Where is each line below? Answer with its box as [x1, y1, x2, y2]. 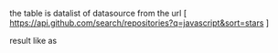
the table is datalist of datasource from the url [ [9, 8, 187, 18]
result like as [9, 36, 58, 46]
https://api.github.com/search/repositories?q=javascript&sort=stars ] [9, 17, 270, 28]
